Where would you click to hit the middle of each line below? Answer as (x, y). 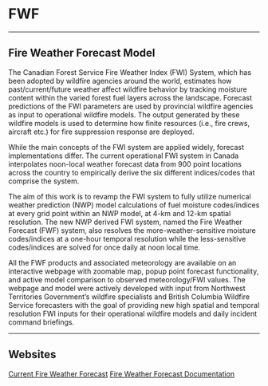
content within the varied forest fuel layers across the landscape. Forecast (130, 97)
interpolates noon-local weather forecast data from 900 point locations (125, 163)
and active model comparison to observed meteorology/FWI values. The (127, 279)
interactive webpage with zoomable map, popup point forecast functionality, (134, 271)
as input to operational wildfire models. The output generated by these (124, 114)
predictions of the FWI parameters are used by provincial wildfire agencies (131, 106)
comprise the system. (44, 181)
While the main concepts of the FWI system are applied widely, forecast (126, 147)
